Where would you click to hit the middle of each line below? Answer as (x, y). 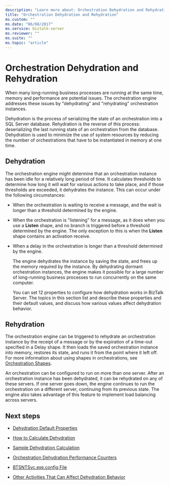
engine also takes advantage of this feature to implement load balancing (80, 394)
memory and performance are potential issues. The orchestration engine (81, 98)
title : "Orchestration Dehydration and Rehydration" (62, 15)
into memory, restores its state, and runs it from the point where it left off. (81, 352)
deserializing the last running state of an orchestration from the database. (82, 129)
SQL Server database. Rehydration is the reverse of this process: (73, 124)
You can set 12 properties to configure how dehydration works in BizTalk (88, 292)
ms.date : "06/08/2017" (29, 24)
